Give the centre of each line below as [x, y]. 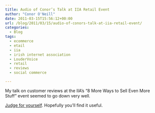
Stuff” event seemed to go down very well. [48, 96]
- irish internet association [40, 55]
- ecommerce [22, 41]
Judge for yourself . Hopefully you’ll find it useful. [54, 105]
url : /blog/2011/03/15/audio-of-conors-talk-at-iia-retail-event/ [74, 23]
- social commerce [28, 73]
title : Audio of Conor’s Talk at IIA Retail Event [57, 9]
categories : [17, 28]
